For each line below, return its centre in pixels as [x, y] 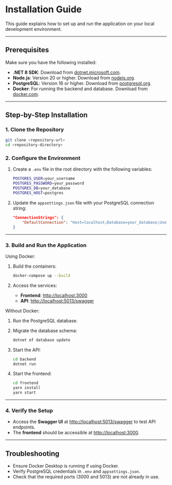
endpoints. [24, 427]
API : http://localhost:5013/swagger [57, 300]
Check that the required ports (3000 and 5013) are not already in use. [86, 477]
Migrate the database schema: [45, 330]
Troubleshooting [33, 453]
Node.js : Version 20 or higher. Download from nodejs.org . [74, 77]
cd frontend [25, 383]
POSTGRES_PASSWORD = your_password [48, 184]
